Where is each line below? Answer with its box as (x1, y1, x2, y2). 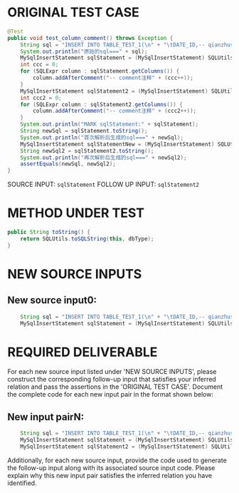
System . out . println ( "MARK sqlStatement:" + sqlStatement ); (20, 121, 199, 128)
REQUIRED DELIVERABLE (7, 344, 158, 360)
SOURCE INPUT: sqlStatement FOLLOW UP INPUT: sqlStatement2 (7, 180, 200, 189)
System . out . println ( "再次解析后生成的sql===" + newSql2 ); (20, 154, 187, 161)
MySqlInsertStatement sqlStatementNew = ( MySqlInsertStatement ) (20, 141, 215, 148)
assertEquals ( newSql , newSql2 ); (20, 161, 116, 168)
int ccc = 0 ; (20, 61, 59, 68)
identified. (7, 479, 37, 487)
